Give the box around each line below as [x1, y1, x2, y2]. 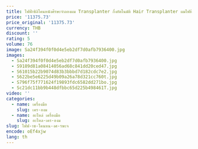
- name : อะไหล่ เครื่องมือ [11, 112, 61, 118]
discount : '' [6, 31, 38, 36]
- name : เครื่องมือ [11, 101, 47, 107]
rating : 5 [6, 36, 31, 42]
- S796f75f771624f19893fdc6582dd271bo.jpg [11, 80, 117, 86]
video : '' [6, 90, 31, 96]
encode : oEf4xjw [6, 128, 46, 135]
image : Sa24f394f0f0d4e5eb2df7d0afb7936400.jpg [6, 47, 126, 53]
